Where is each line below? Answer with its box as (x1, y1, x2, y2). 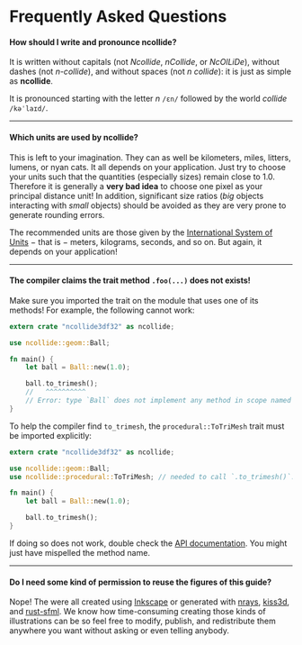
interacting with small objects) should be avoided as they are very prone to (9, 200, 287, 211)
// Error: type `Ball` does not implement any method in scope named (25, 396, 292, 405)
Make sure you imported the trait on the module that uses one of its (9, 295, 259, 305)
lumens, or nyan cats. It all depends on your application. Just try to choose (9, 161, 286, 172)
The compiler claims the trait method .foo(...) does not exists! (9, 275, 252, 286)
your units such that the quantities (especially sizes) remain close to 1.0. (9, 171, 276, 182)
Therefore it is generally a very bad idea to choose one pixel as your (9, 180, 263, 191)
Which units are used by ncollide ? (9, 132, 139, 142)
